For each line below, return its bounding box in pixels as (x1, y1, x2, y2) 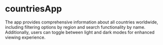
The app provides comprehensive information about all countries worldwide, (5, 19, 158, 25)
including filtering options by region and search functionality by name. (5, 24, 146, 30)
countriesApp (5, 3, 62, 14)
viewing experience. (5, 34, 46, 40)
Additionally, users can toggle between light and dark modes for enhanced (5, 29, 155, 35)
